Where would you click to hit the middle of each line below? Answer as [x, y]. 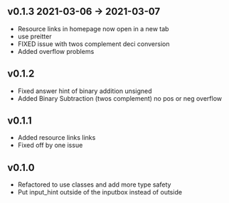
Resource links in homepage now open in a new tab [93, 28]
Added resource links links [57, 138]
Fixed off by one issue [50, 146]
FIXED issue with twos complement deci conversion [94, 44]
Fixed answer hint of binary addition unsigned [85, 91]
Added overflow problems [56, 51]
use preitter [34, 36]
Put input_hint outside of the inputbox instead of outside [100, 192]
